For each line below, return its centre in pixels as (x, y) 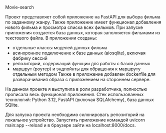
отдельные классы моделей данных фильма (60, 48)
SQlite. (12, 105)
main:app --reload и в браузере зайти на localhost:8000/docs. (70, 125)
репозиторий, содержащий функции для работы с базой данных (81, 64)
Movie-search (19, 7)
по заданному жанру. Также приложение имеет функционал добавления (83, 22)
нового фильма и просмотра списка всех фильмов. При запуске (74, 27)
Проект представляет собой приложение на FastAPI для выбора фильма (83, 17)
